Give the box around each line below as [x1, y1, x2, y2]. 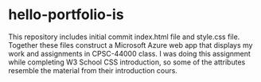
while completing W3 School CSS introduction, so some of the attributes [8, 57, 246, 67]
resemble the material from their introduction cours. [8, 65, 177, 75]
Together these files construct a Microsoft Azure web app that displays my [8, 40, 253, 49]
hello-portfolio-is [8, 6, 125, 24]
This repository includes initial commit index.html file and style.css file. [8, 32, 240, 41]
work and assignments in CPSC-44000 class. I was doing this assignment [8, 49, 251, 58]
